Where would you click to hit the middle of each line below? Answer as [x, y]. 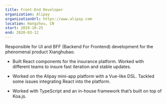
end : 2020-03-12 [22, 33]
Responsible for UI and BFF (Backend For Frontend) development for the [79, 47]
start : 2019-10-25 [24, 28]
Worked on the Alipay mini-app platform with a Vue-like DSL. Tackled [83, 76]
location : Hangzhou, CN [30, 23]
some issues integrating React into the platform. [61, 81]
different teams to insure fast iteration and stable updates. [72, 67]
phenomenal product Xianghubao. [40, 52]
